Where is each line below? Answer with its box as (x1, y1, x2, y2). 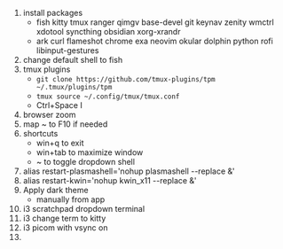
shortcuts (22, 128, 59, 138)
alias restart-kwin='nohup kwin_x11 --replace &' (22, 175, 197, 185)
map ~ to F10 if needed (22, 119, 108, 129)
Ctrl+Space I (35, 100, 83, 110)
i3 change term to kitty (22, 213, 106, 223)
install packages (22, 8, 83, 18)
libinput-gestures (35, 45, 99, 56)
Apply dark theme (22, 185, 89, 195)
